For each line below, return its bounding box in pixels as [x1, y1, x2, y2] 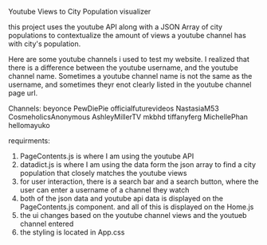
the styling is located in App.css [19, 227, 125, 237]
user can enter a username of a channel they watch [19, 185, 190, 194]
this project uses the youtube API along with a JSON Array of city [8, 22, 223, 31]
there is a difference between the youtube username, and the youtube [8, 63, 239, 72]
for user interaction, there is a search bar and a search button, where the [19, 177, 259, 186]
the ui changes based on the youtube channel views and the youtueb [19, 211, 247, 220]
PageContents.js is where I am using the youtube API [19, 151, 194, 161]
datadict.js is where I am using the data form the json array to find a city [19, 160, 257, 169]
